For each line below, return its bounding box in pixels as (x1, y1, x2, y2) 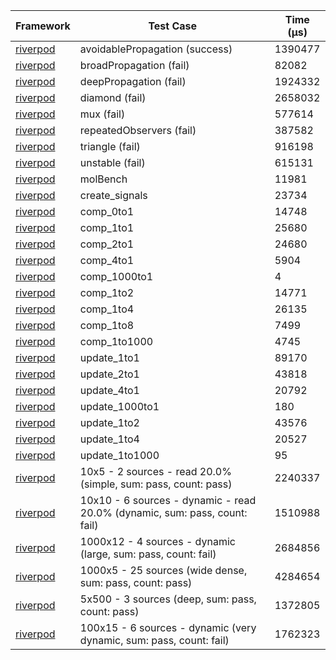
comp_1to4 (79, 302, 135, 316)
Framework (15, 19, 71, 33)
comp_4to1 (79, 254, 135, 267)
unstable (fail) (79, 156, 146, 169)
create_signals (79, 189, 148, 202)
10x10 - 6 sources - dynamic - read (79, 494, 257, 507)
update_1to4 (79, 432, 140, 446)
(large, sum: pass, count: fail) (79, 547, 217, 561)
